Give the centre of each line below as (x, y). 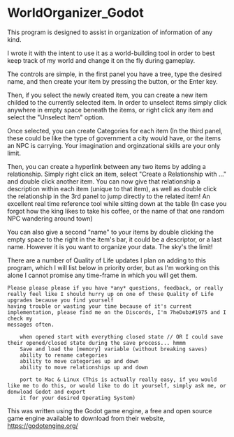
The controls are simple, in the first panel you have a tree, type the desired (115, 74)
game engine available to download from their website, (86, 418)
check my (20, 318)
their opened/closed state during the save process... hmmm (97, 343)
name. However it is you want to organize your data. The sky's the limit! (110, 246)
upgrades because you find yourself (60, 300)
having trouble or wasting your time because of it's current (100, 306)
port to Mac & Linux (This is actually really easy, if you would (118, 379)
